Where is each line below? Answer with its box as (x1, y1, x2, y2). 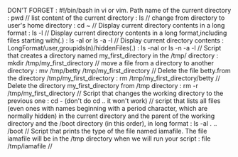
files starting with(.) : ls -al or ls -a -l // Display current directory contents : (7, 36, 224, 45)
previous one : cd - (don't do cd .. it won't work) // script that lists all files (7, 97, 221, 105)
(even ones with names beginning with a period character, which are (7, 104, 208, 112)
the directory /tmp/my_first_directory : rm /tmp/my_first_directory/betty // (7, 74, 220, 82)
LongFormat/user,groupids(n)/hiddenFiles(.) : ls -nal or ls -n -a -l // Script (7, 44, 222, 52)
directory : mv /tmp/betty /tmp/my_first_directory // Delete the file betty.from (7, 67, 231, 75)
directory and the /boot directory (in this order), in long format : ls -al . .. (7, 119, 217, 127)
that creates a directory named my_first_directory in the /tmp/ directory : (7, 51, 219, 60)
